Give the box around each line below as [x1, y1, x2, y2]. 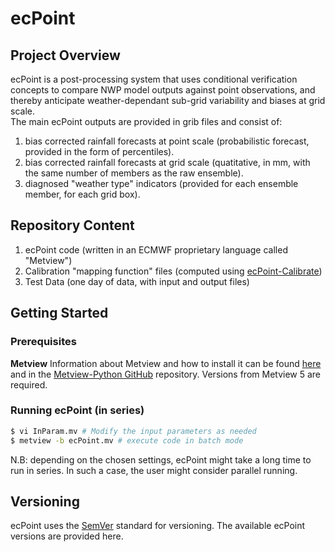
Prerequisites [10, 335, 77, 349]
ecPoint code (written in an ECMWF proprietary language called [24, 243, 288, 256]
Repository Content [10, 217, 135, 234]
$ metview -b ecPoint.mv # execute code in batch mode [10, 435, 244, 446]
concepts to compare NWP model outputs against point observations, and [10, 84, 316, 96]
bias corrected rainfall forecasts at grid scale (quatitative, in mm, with [24, 157, 311, 168]
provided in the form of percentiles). [24, 146, 175, 157]
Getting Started [10, 305, 109, 322]
